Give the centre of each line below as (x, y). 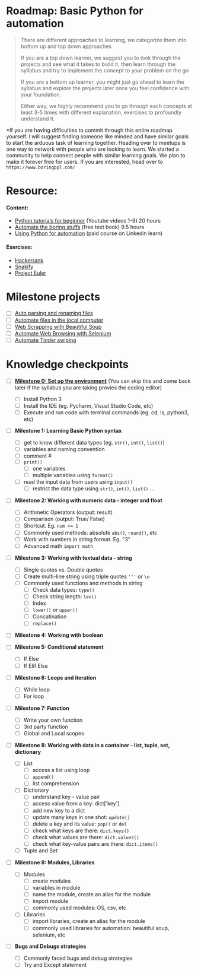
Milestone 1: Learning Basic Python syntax (68, 430)
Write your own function (53, 720)
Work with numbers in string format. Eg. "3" (77, 539)
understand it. (38, 118)
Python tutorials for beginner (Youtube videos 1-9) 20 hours (88, 221)
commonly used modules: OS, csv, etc (79, 908)
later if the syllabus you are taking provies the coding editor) (88, 388)
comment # (38, 456)
